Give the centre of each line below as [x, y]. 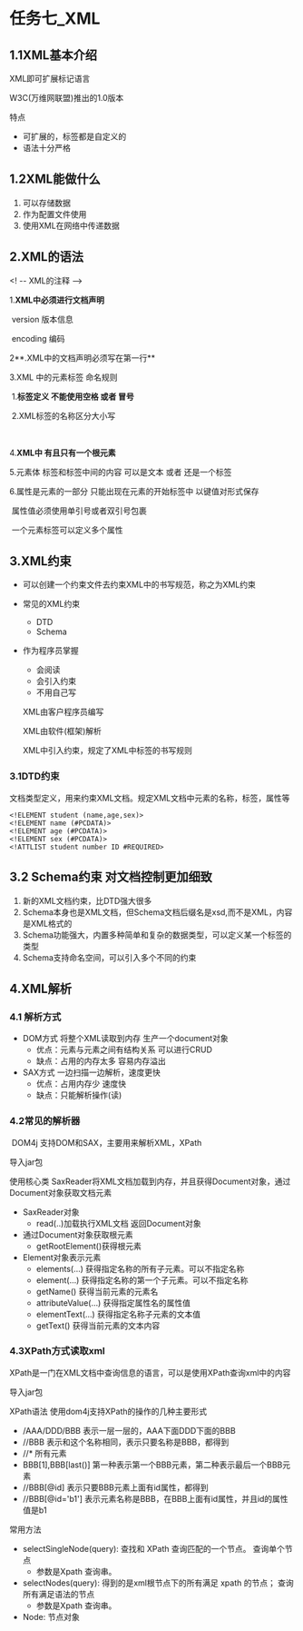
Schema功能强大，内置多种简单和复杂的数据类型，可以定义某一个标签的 [157, 935]
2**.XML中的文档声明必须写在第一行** [83, 358]
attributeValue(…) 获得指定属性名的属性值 [113, 1303]
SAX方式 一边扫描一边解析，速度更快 [91, 1072]
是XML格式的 [47, 923]
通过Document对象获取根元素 [78, 1234]
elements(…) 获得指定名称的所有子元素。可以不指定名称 [140, 1268]
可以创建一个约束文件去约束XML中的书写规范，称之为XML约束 [139, 585]
